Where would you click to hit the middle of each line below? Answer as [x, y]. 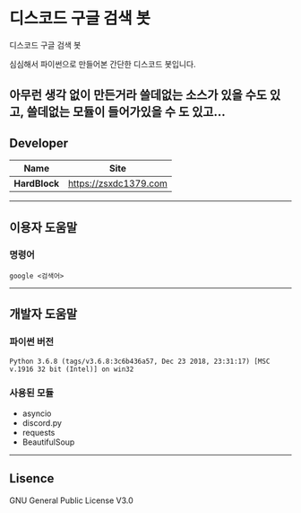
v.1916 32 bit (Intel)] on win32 [72, 369]
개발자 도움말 [43, 314]
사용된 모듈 [32, 394]
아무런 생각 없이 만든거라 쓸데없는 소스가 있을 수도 [138, 95]
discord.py [42, 422]
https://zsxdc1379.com [118, 183]
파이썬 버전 [32, 342]
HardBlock [37, 183]
